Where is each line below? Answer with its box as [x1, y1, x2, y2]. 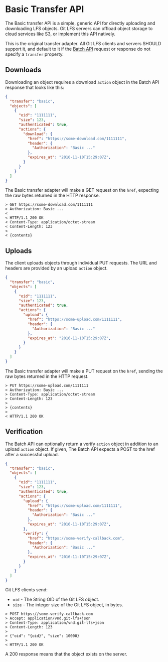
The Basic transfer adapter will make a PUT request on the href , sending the [5, 368, 163, 374]
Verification [5, 428, 43, 436]
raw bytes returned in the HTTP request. [5, 373, 89, 379]
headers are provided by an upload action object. [5, 265, 108, 272]
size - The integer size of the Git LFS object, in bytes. [12, 602, 123, 608]
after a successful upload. [5, 451, 59, 457]
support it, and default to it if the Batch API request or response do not [5, 46, 151, 52]
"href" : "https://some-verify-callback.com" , [27, 536, 124, 541]
